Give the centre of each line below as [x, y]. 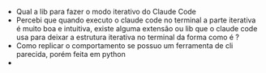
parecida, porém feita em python [71, 54]
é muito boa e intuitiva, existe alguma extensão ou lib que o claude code [137, 28]
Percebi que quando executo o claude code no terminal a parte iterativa [136, 20]
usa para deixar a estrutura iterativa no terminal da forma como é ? [127, 37]
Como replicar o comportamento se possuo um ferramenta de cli [124, 46]
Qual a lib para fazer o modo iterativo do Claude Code [106, 12]
